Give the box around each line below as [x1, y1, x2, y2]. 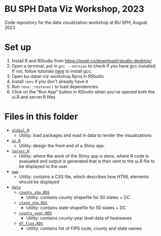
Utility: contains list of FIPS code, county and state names [26, 225, 142, 231]
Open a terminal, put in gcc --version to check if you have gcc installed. [11, 63, 157, 69]
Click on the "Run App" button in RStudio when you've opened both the [11, 89, 155, 94]
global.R [11, 128, 30, 133]
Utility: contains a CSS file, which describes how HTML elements [18, 174, 149, 180]
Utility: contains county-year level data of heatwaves [26, 215, 132, 221]
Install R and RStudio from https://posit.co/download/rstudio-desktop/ [11, 57, 152, 64]
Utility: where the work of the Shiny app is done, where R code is [18, 153, 149, 159]
